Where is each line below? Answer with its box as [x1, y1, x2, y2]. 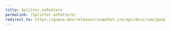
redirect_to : [5, 17, 33, 22]
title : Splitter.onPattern [5, 7, 63, 13]
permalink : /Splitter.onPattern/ [5, 12, 76, 17]
